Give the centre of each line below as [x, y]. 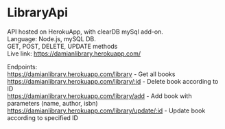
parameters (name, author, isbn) [52, 103]
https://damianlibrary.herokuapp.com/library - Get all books [91, 74]
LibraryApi [38, 13]
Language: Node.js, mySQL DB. [51, 38]
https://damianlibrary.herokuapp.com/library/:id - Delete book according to [113, 81]
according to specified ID [43, 117]
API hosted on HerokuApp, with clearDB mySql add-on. [85, 32]
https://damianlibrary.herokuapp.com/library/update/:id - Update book [106, 110]
